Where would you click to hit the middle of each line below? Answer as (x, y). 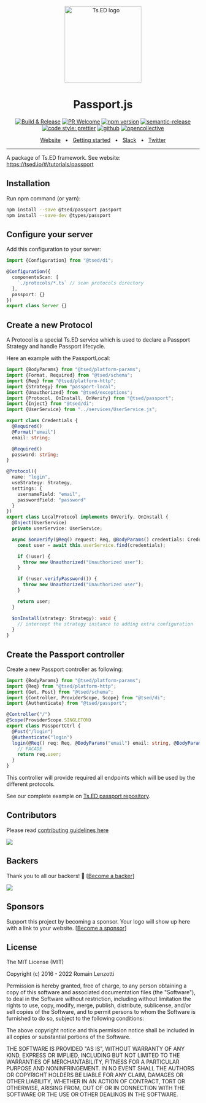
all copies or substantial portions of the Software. (68, 1037)
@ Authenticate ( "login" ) (42, 737)
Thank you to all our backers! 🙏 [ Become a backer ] (71, 876)
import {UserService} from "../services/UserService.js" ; (82, 410)
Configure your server (50, 234)
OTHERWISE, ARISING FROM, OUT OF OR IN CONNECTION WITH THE (96, 1088)
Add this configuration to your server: (54, 249)
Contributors (32, 815)
